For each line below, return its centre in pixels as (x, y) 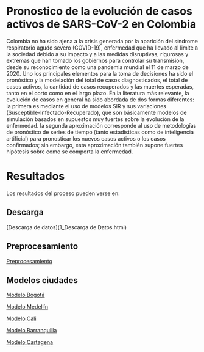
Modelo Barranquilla (32, 331)
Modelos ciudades (42, 280)
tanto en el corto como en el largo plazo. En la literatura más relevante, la (98, 93)
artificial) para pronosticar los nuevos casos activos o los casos (86, 138)
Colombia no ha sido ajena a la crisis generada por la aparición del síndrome (102, 41)
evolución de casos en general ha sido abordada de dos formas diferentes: (100, 100)
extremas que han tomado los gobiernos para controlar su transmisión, (95, 61)
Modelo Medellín (27, 307)
